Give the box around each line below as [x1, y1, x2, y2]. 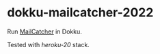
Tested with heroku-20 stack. [7, 40, 90, 49]
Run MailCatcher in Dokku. [7, 27, 82, 36]
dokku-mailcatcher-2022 [7, 5, 154, 21]
